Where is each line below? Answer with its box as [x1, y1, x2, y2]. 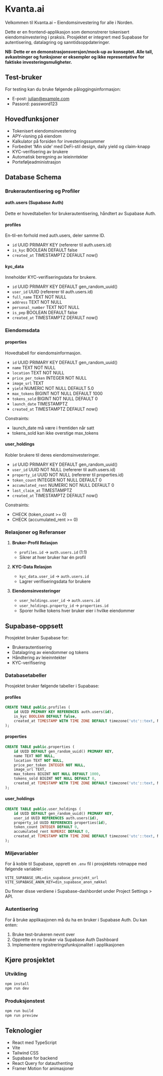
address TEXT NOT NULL [12, 299, 62, 305]
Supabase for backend [12, 1055, 58, 1061]
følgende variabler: [5, 866, 43, 872]
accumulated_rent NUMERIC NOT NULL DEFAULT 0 [12, 482, 114, 488]
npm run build [5, 1009, 34, 1014]
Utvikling [5, 970, 27, 977]
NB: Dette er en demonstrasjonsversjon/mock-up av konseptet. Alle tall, [5, 49, 153, 55]
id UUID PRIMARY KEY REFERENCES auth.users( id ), [14, 710, 114, 714]
